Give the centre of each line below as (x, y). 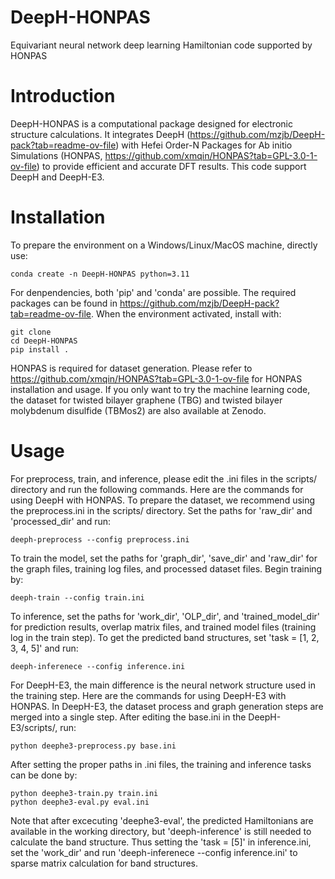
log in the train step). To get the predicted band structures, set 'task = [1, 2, (165, 637)
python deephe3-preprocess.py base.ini (93, 746)
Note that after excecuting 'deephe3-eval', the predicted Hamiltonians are (162, 820)
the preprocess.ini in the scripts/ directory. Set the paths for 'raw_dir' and (161, 510)
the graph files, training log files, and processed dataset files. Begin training (166, 568)
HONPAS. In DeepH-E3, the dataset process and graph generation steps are (167, 706)
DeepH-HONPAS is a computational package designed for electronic (151, 123)
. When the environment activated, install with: (186, 313)
